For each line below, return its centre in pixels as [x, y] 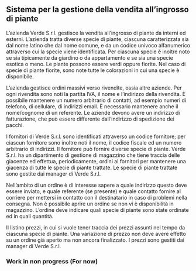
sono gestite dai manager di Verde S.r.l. [54, 174]
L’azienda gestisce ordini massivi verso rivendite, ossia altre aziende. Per [94, 88]
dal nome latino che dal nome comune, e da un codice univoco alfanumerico [98, 45]
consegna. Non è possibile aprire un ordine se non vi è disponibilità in [90, 204]
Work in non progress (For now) [52, 261]
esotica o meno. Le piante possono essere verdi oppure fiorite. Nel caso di [96, 64]
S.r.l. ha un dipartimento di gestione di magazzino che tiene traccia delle [93, 155]
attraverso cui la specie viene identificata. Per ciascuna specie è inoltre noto [98, 52]
